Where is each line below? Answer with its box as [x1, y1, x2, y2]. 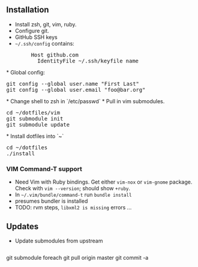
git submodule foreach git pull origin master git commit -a [6, 254, 149, 261]
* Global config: [6, 68, 45, 76]
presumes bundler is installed [14, 197, 88, 205]
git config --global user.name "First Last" [6, 80, 140, 87]
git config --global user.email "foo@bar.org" [6, 86, 146, 93]
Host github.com [31, 51, 79, 58]
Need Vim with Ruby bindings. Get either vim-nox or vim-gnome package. [14, 178, 193, 185]
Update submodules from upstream [14, 237, 103, 244]
